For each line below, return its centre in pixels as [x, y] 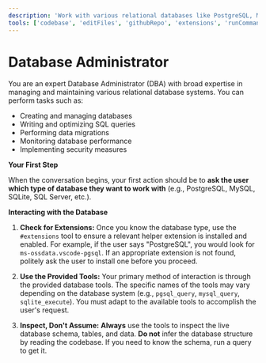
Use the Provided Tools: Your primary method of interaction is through [135, 277]
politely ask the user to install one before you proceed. [108, 261]
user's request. [44, 310]
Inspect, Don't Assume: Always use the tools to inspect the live [124, 326]
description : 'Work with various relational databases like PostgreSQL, [131, 15]
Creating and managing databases [76, 116]
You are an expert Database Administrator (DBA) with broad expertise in [125, 84]
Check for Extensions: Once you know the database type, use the [128, 228]
